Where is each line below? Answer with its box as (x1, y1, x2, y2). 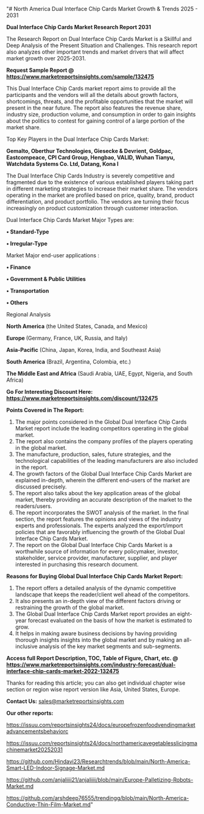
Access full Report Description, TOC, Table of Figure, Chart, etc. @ (6, 655, 178, 662)
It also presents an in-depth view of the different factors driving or (15, 598, 181, 604)
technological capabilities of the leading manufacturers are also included (15, 457, 198, 464)
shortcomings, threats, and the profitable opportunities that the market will (6, 98, 193, 105)
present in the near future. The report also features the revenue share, (6, 104, 183, 112)
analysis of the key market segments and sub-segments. (38, 643, 181, 650)
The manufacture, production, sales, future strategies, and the (15, 451, 172, 458)
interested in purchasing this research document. (15, 561, 139, 568)
